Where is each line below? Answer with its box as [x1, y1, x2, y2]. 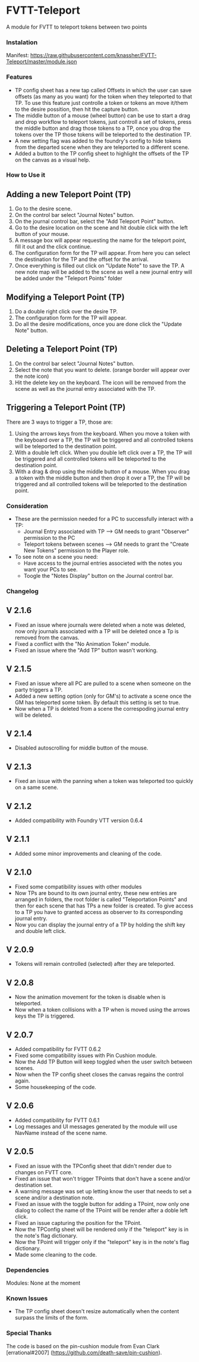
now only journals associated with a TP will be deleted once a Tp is [14, 627, 179, 635]
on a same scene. [14, 784, 58, 791]
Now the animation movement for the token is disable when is [14, 993, 166, 1001]
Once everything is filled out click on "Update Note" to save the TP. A [14, 262, 185, 269]
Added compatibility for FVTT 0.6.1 [14, 1117, 100, 1124]
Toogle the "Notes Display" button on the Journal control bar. [23, 573, 174, 579]
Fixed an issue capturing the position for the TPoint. [14, 1219, 142, 1226]
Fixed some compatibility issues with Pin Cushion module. [14, 1052, 157, 1059]
